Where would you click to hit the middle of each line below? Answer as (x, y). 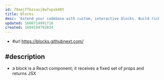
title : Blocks (20, 14)
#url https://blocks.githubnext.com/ (48, 41)
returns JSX (24, 73)
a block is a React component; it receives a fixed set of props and (78, 68)
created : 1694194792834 (29, 28)
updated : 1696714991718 (29, 23)
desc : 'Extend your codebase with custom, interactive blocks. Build (77, 18)
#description (25, 56)
